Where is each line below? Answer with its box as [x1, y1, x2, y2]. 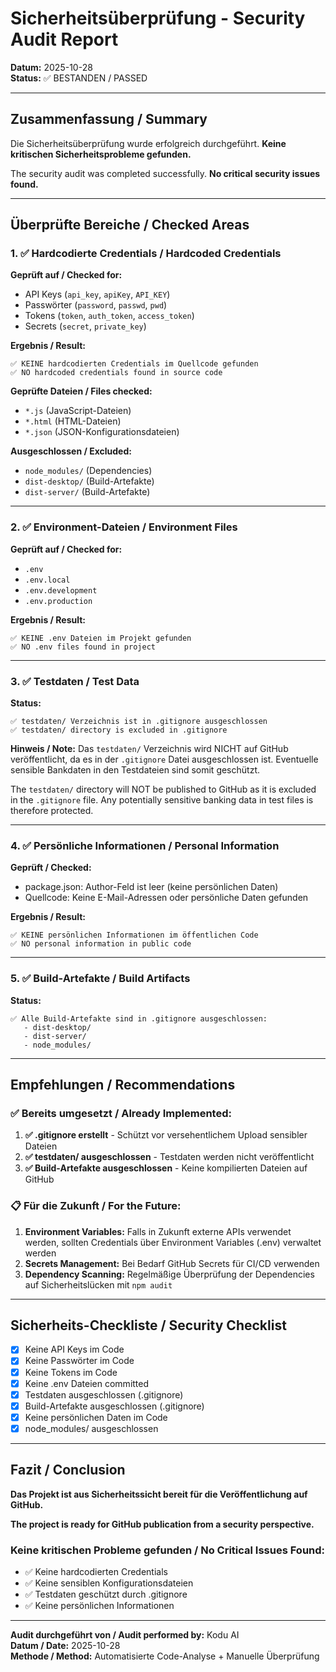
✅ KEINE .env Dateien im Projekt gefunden [10, 633, 192, 643]
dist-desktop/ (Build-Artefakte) [24, 475, 155, 487]
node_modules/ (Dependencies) [24, 465, 153, 477]
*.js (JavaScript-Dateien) [24, 405, 132, 417]
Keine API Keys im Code [24, 1343, 125, 1356]
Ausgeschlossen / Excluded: [10, 445, 132, 457]
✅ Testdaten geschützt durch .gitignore [24, 1588, 188, 1601]
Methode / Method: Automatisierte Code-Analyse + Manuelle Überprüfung [10, 1650, 320, 1662]
